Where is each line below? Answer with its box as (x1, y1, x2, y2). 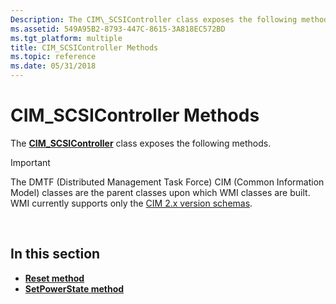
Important (10, 156, 51, 168)
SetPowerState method (24, 282, 125, 295)
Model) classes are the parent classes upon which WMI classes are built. (10, 186, 311, 198)
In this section (10, 246, 101, 263)
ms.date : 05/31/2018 (10, 61, 97, 71)
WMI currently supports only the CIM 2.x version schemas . (10, 197, 253, 209)
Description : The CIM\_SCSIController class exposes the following (10, 14, 298, 25)
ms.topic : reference (10, 52, 97, 62)
